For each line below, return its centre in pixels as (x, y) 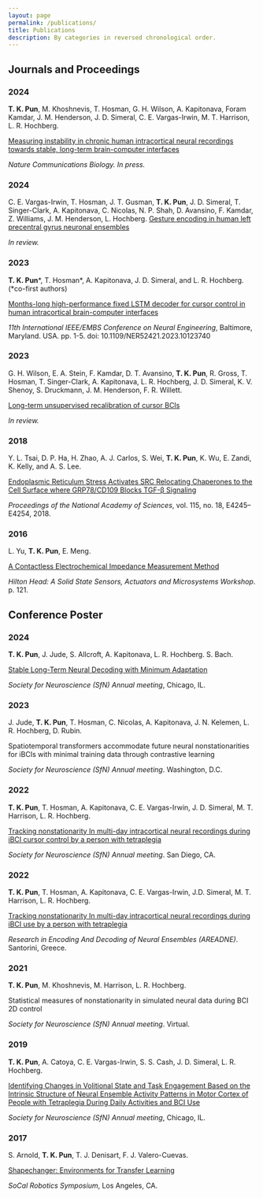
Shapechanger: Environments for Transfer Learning (91, 1170)
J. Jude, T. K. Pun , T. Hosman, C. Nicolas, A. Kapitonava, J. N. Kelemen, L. (129, 722)
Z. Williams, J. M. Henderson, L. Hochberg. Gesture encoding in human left (130, 219)
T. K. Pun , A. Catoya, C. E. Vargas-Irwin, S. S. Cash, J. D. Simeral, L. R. (122, 1062)
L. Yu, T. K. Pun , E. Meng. (50, 551)
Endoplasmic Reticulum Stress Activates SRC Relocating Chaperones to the (131, 482)
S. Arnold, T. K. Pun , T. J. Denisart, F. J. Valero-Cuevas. (98, 1155)
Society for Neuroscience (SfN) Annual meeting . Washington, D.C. (115, 770)
